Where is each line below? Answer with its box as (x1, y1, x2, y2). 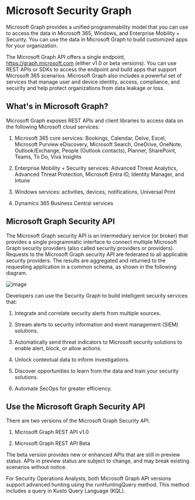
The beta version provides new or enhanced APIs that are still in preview (6, 451, 180, 458)
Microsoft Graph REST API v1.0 (14, 429, 89, 436)
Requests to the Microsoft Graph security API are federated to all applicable (6, 250, 188, 258)
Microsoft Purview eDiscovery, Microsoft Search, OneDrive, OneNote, (14, 140, 183, 147)
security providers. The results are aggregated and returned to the (6, 257, 166, 264)
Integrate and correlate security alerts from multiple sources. (14, 309, 161, 316)
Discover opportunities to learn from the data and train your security (14, 367, 179, 374)
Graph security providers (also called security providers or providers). (6, 244, 175, 251)
